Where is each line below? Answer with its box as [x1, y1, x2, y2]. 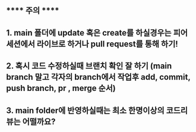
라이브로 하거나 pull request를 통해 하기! [36, 39, 178, 49]
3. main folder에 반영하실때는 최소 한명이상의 [6, 105, 165, 115]
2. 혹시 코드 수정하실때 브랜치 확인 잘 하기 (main [6, 61, 172, 71]
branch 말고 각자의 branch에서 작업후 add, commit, [6, 72, 191, 82]
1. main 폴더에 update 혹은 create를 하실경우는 [6, 27, 172, 37]
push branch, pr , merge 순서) [6, 83, 116, 93]
